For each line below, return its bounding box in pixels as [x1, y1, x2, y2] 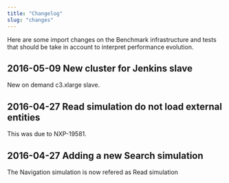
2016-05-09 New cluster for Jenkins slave [7, 63, 193, 74]
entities [7, 111, 41, 123]
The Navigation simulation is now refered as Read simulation [7, 168, 179, 176]
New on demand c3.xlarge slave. [7, 80, 100, 89]
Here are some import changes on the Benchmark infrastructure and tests [7, 35, 217, 43]
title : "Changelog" [7, 10, 63, 17]
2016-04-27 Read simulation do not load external [7, 100, 222, 112]
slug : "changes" [7, 17, 54, 23]
